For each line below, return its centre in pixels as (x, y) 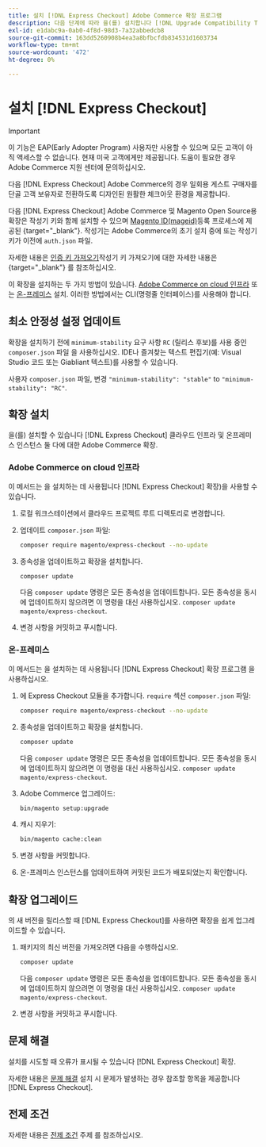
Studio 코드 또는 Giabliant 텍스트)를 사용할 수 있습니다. (93, 362)
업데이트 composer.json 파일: (65, 530)
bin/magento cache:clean (61, 839)
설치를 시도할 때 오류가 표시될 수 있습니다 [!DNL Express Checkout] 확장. (122, 1061)
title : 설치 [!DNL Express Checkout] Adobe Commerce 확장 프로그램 (115, 15)
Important (24, 131)
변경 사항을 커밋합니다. (55, 855)
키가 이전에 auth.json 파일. (51, 240)
